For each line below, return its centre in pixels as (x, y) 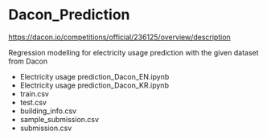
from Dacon (28, 61)
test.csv (33, 102)
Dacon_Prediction (69, 15)
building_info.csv (48, 111)
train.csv (35, 93)
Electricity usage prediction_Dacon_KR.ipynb (94, 85)
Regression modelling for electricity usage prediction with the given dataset (133, 52)
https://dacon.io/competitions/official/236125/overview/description (119, 37)
